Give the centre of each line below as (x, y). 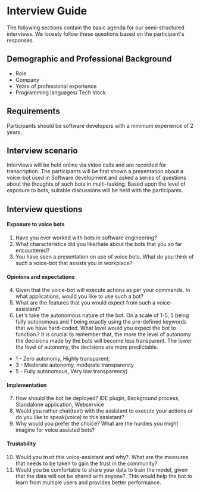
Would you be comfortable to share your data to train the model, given (101, 469)
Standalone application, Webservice (60, 405)
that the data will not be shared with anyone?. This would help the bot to (104, 476)
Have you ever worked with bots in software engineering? (86, 238)
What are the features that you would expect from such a (85, 303)
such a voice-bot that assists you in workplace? (74, 263)
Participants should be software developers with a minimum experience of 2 (100, 125)
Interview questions (45, 209)
